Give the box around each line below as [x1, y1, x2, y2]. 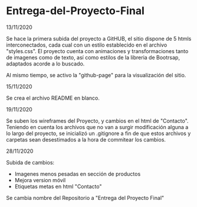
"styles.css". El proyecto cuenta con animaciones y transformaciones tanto [6, 47, 189, 54]
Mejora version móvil [14, 176, 66, 183]
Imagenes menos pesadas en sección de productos [14, 170, 141, 178]
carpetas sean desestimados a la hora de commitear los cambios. [6, 136, 166, 143]
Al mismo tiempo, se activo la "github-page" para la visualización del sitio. [6, 71, 186, 78]
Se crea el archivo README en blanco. [6, 94, 100, 101]
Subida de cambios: [6, 159, 55, 166]
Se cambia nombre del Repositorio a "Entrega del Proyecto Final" [6, 194, 165, 201]
